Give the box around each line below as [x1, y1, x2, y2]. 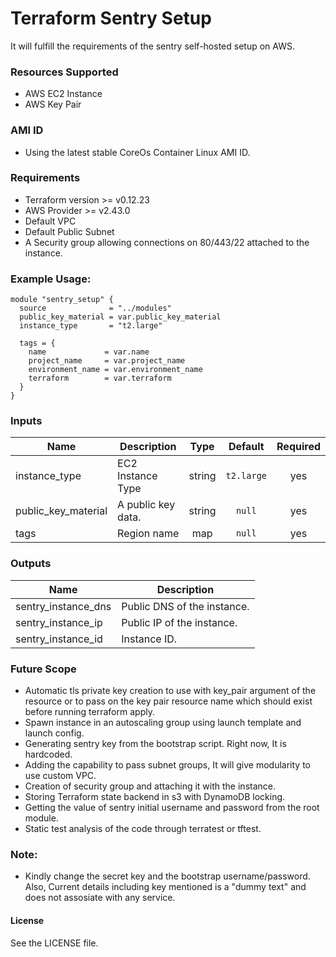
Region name [117, 527, 180, 541]
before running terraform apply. [24, 706, 155, 718]
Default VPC [24, 215, 77, 227]
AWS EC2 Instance [24, 88, 103, 100]
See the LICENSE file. [10, 937, 99, 949]
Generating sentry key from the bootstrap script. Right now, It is [24, 738, 287, 750]
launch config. [24, 727, 85, 739]
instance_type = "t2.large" [19, 321, 163, 331]
